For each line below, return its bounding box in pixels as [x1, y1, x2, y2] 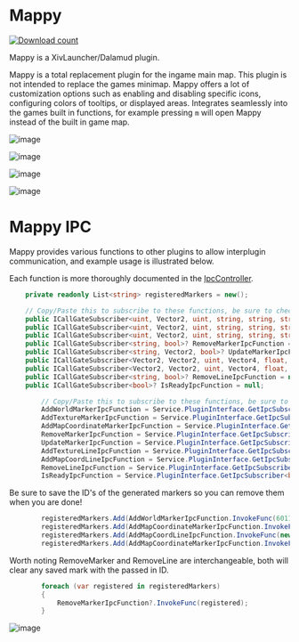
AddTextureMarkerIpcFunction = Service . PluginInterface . [41, 413, 256, 423]
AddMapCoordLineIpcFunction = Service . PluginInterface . [41, 455, 253, 464]
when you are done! [9, 497, 83, 508]
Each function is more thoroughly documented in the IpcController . [9, 272, 254, 283]
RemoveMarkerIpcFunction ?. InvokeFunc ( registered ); [56, 598, 249, 607]
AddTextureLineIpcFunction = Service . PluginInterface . [41, 446, 249, 455]
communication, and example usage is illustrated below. [9, 256, 215, 266]
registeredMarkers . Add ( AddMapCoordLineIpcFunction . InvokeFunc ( [41, 531, 280, 540]
